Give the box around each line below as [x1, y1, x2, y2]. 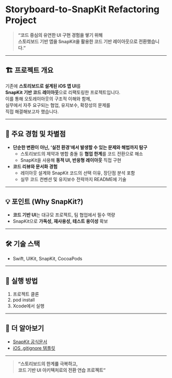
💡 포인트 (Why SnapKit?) [5, 197, 83, 206]
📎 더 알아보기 [5, 324, 45, 333]
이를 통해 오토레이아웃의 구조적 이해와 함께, [5, 96, 92, 102]
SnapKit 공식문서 [12, 339, 48, 345]
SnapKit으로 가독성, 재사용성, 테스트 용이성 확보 [12, 218, 109, 225]
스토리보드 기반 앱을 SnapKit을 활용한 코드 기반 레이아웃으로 [17, 38, 138, 45]
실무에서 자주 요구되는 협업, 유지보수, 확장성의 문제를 [5, 102, 111, 108]
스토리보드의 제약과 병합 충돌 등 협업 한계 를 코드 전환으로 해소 [20, 150, 143, 157]
